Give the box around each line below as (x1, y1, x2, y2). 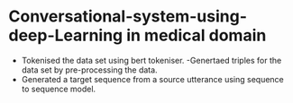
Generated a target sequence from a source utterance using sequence (21, 73, 285, 84)
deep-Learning (8, 25, 124, 46)
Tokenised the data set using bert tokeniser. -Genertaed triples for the (21, 55, 282, 65)
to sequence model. (21, 83, 96, 94)
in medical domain (126, 25, 267, 46)
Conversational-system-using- (8, 6, 247, 27)
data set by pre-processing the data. (21, 64, 159, 75)
